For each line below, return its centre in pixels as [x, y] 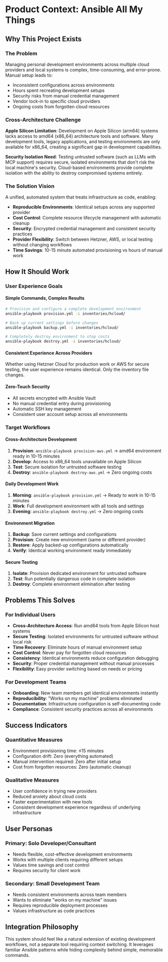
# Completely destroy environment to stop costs [57, 337]
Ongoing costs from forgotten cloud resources [61, 106]
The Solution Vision [30, 186]
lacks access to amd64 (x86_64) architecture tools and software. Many [79, 136]
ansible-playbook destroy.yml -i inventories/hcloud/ [63, 341]
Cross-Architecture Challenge [43, 119]
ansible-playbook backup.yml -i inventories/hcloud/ [62, 328]
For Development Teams [36, 682]
